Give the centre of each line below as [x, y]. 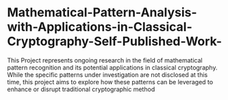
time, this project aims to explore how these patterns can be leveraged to [110, 82]
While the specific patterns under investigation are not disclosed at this [107, 74]
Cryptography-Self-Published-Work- [115, 41]
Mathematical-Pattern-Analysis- [102, 13]
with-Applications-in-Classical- [100, 27]
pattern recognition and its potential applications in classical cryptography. [112, 67]
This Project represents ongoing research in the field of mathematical [105, 60]
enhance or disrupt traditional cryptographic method [81, 89]
